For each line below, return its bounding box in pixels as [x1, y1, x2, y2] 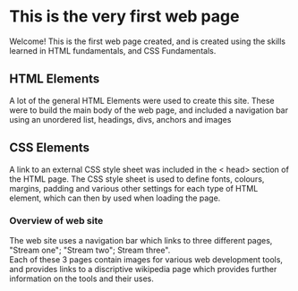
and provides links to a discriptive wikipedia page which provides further [9, 263, 277, 274]
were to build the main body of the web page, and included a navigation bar [9, 105, 289, 116]
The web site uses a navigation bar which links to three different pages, [9, 235, 273, 245]
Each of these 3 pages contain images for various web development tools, [9, 253, 284, 265]
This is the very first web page [9, 6, 240, 27]
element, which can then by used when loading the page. [9, 193, 221, 203]
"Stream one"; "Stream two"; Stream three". [9, 244, 171, 255]
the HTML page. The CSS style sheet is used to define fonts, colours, [9, 173, 265, 184]
